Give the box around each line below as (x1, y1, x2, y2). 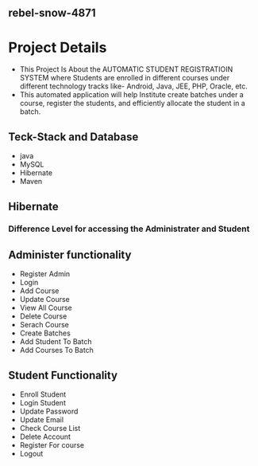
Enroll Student (19, 390, 67, 399)
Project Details (8, 38, 107, 57)
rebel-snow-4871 (8, 6, 97, 20)
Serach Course (19, 320, 70, 330)
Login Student (19, 398, 66, 408)
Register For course (19, 441, 85, 450)
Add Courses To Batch (19, 346, 94, 355)
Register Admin (19, 269, 71, 279)
